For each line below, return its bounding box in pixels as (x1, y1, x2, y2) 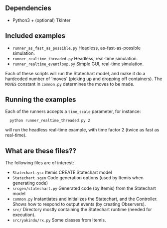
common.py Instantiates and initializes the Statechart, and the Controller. (12, 196, 158, 202)
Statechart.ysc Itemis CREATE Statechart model (12, 169, 112, 176)
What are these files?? (5, 146, 76, 155)
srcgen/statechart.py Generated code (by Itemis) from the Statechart (12, 185, 156, 191)
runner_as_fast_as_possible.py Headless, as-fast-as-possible (12, 45, 141, 51)
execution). (12, 212, 36, 218)
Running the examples (5, 96, 76, 104)
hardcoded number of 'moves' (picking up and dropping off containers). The (5, 76, 163, 82)
